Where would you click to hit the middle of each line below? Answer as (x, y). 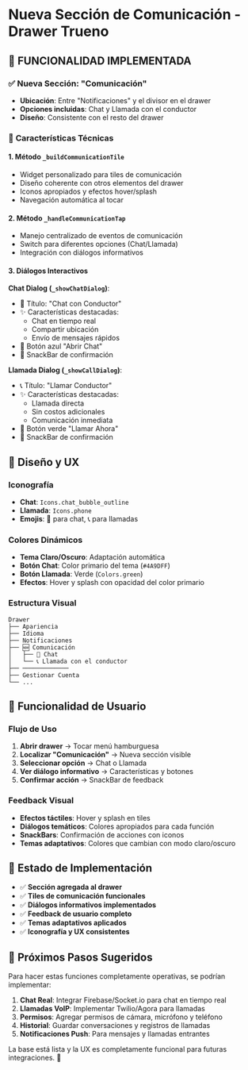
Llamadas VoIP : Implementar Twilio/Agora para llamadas (113, 1009)
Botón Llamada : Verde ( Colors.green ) (81, 574)
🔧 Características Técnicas (61, 138)
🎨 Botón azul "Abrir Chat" (61, 346)
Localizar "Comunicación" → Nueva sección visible (105, 755)
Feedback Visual (41, 801)
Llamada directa (58, 403)
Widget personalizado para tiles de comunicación (101, 175)
